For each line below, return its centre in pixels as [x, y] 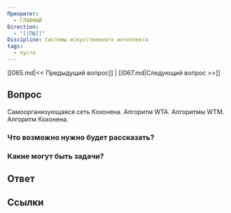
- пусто [25, 53]
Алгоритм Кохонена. [38, 119]
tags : [15, 46]
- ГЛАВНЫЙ [28, 20]
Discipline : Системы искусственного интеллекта [78, 40]
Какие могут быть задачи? [56, 156]
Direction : [23, 27]
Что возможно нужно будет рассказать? [81, 137]
